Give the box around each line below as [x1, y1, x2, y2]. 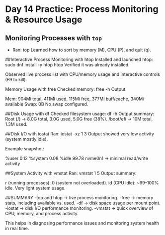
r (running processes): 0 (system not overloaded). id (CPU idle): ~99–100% [5, 180, 159, 185]
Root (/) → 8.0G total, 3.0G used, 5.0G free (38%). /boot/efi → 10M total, [5, 116, 153, 122]
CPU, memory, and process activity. [5, 211, 79, 216]
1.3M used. [5, 121, 28, 127]
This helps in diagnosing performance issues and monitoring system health [5, 220, 160, 226]
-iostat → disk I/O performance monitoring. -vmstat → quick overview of [5, 205, 154, 211]
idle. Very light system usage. [5, 185, 66, 191]
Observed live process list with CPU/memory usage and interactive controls [5, 71, 160, 77]
